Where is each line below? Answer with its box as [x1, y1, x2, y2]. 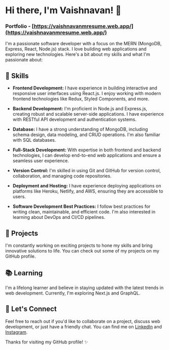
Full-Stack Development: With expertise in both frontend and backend [12, 147, 161, 153]
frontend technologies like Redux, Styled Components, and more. [12, 96, 150, 102]
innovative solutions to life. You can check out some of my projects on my [5, 248, 160, 254]
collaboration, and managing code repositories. [12, 173, 112, 179]
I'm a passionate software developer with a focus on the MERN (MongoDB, [5, 41, 162, 47]
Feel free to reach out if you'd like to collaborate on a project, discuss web [5, 318, 160, 324]
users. [12, 194, 26, 200]
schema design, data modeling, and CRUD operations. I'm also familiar [12, 132, 161, 138]
